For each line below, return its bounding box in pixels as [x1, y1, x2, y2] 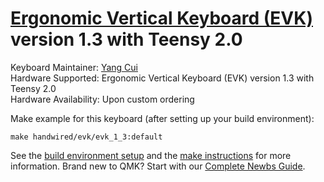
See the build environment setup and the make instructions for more [10, 149, 292, 161]
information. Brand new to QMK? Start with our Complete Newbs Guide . [10, 160, 306, 172]
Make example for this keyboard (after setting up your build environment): [10, 112, 315, 124]
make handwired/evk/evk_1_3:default [10, 132, 163, 142]
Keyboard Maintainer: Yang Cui [10, 61, 138, 73]
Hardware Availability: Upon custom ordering [10, 93, 195, 105]
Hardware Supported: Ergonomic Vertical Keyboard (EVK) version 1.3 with [10, 72, 315, 84]
